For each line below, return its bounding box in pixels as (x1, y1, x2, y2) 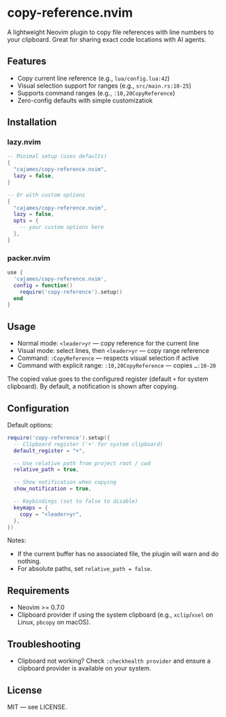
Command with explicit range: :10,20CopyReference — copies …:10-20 (17, 361, 216, 370)
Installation (7, 116, 57, 128)
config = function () (13, 282, 73, 289)
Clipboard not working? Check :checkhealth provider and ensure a (17, 656, 211, 665)
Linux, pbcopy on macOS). (17, 618, 91, 627)
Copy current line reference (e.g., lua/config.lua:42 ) (17, 74, 170, 82)
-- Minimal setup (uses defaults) (7, 153, 108, 160)
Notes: (7, 536, 26, 544)
